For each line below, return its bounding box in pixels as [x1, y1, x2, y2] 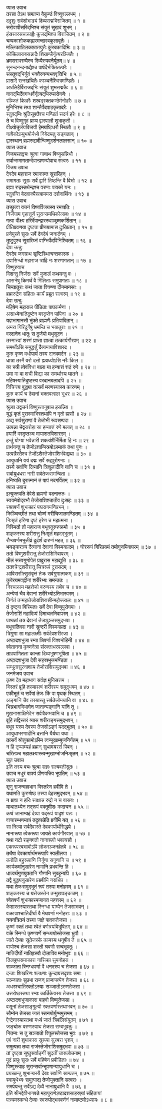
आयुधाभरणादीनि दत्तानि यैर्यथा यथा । [6, 730, 74, 737]
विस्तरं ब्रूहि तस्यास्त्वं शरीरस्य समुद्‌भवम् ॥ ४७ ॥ [6, 683, 94, 690]
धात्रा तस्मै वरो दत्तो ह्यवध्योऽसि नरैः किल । [6, 357, 84, 364]
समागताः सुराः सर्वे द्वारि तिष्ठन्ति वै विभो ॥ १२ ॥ [6, 177, 92, 184]
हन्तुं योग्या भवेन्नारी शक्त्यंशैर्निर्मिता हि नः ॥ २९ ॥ [6, 437, 94, 443]
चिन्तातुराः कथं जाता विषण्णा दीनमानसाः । [6, 284, 82, 291]
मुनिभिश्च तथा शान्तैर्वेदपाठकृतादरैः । [6, 104, 72, 111]
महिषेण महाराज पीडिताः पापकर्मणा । [6, 304, 71, 310]
